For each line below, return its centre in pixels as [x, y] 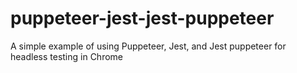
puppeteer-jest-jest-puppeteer [142, 18]
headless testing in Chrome [67, 56]
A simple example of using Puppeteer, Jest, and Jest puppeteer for [148, 46]
